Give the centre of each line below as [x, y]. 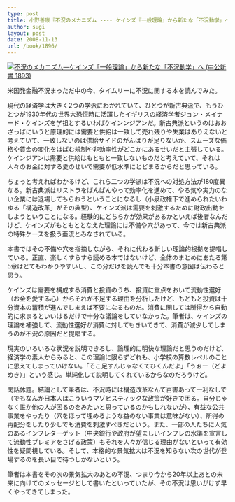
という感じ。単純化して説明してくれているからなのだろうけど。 [120, 374]
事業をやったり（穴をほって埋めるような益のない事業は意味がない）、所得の [116, 416]
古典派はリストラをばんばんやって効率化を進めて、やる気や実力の [126, 190]
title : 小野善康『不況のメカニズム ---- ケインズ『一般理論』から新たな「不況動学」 [116, 20]
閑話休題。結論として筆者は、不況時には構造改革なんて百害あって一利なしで [117, 389]
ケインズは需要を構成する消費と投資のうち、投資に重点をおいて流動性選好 [114, 290]
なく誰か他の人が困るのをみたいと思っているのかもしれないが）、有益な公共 [116, 407]
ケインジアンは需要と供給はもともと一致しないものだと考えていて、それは [114, 158]
